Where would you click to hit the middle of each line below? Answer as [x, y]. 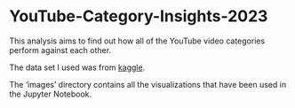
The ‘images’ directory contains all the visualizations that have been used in [148, 84]
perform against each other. [60, 50]
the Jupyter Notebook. [51, 94]
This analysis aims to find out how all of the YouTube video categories [137, 41]
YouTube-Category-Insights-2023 [139, 16]
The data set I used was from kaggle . [77, 67]
